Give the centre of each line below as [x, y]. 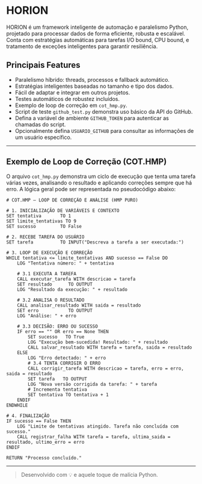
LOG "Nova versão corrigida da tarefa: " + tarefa [93, 384]
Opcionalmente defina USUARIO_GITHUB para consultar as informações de [104, 130]
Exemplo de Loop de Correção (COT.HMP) [87, 162]
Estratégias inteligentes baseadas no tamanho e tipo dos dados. [94, 86]
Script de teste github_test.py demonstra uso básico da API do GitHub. [104, 111]
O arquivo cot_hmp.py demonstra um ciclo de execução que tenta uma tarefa [101, 176]
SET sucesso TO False [44, 226]
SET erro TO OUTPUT [55, 310]
